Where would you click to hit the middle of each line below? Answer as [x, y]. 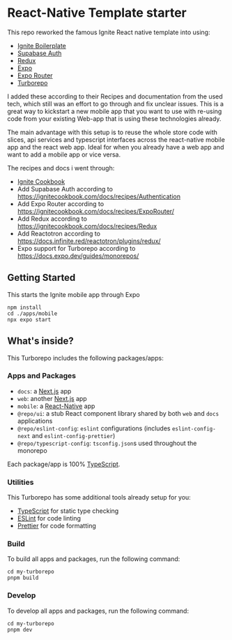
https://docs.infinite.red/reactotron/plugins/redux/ [89, 241]
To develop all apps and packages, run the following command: [98, 611]
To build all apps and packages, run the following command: [94, 559]
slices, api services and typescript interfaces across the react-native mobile [116, 139]
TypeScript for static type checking [68, 511]
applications [35, 421]
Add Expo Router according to [61, 203]
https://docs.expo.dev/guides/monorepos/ [78, 256]
